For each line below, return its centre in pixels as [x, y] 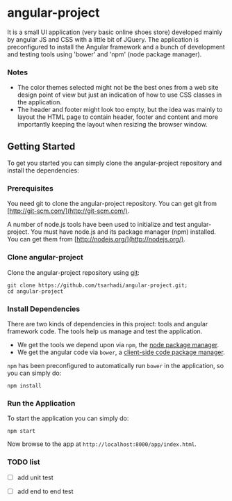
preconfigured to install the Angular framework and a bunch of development [116, 47]
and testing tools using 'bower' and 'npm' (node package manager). [105, 54]
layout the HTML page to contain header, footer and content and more [118, 117]
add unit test [35, 477]
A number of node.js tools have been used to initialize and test [97, 225]
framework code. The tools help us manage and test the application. [105, 331]
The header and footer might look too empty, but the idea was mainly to [120, 110]
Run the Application [41, 403]
